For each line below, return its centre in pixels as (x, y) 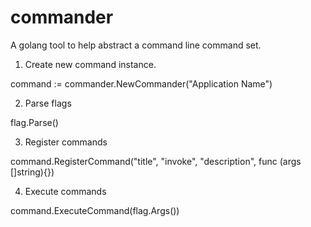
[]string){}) (32, 172)
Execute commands (65, 191)
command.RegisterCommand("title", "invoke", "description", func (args (156, 161)
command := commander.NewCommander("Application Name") (141, 83)
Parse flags (48, 103)
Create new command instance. (90, 64)
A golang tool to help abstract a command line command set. (136, 45)
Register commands (66, 142)
